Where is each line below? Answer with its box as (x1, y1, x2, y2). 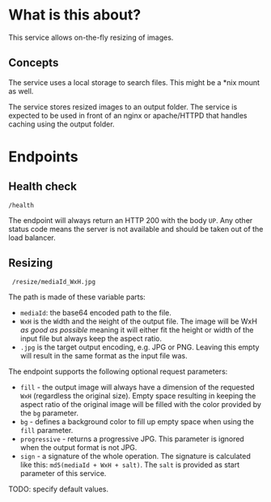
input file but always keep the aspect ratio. (19, 333, 163, 343)
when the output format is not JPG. (19, 442, 138, 452)
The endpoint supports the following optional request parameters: (8, 367, 228, 376)
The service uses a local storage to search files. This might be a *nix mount (8, 77, 260, 87)
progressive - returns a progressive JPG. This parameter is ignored (19, 434, 244, 444)
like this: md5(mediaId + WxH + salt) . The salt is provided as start (19, 460, 240, 470)
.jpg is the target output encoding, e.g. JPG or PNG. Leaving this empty (19, 342, 260, 352)
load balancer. (8, 233, 56, 242)
